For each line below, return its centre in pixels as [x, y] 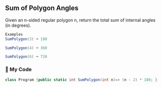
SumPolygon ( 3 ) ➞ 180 [26, 39]
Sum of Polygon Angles [42, 8]
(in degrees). [18, 25]
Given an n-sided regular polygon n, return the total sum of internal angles [81, 20]
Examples [14, 34]
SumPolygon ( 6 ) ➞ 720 [26, 57]
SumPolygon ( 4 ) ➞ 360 [26, 48]
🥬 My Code [18, 70]
